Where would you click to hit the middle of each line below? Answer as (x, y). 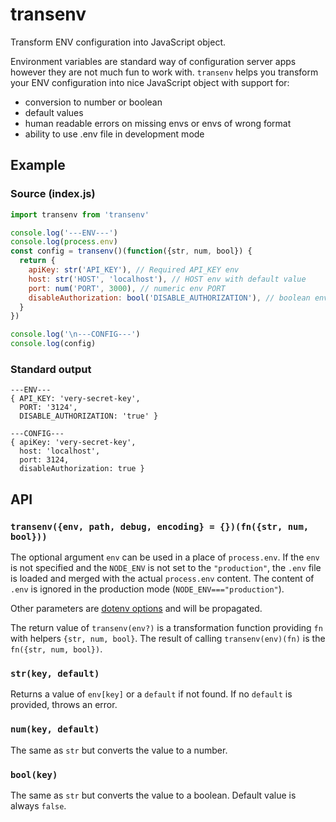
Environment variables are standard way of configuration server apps (153, 61)
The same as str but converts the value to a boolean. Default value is (153, 795)
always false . (38, 805)
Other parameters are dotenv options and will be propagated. (136, 608)
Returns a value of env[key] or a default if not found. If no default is (151, 694)
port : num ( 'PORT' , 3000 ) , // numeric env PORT (127, 288)
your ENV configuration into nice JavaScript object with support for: (150, 82)
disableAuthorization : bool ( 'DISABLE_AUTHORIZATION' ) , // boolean (169, 298)
